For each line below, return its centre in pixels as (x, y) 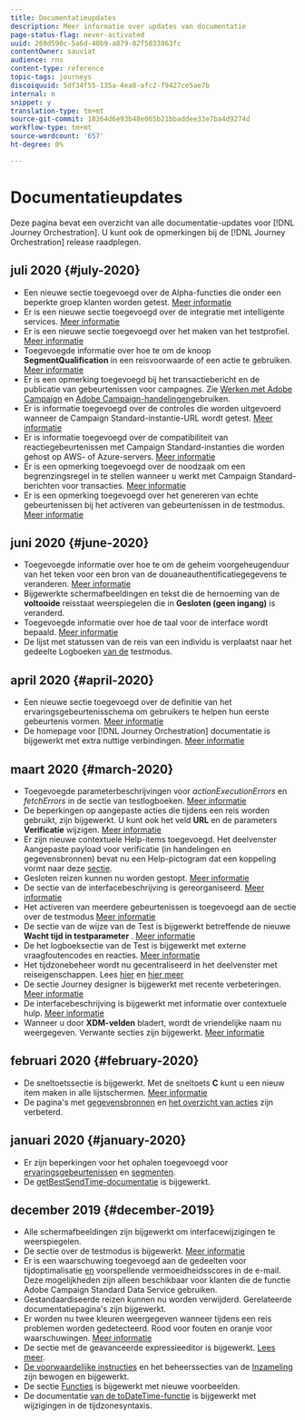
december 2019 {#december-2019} (113, 1210)
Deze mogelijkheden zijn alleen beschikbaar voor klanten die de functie (157, 1280)
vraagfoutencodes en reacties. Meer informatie (112, 955)
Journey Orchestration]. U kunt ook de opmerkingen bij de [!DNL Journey (148, 232)
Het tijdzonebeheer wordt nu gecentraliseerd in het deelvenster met (150, 965)
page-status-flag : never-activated (78, 35)
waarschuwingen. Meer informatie (88, 1338)
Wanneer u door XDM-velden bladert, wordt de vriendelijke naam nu (152, 1022)
